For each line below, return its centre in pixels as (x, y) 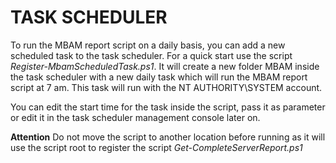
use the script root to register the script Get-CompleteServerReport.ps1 (156, 147)
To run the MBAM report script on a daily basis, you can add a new (148, 45)
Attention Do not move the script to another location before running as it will (168, 137)
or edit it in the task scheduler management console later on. (135, 117)
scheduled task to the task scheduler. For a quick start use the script (151, 55)
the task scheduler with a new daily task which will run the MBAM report (159, 77)
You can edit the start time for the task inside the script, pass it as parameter (168, 107)
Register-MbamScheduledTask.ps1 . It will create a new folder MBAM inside (165, 66)
